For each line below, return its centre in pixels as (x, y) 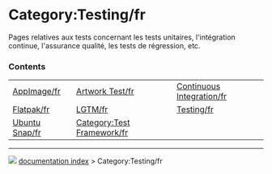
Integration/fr (202, 97)
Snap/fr (27, 133)
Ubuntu (27, 122)
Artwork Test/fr (105, 92)
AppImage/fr (36, 92)
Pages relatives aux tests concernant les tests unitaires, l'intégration (122, 37)
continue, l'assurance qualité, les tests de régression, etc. (104, 45)
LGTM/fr (92, 110)
